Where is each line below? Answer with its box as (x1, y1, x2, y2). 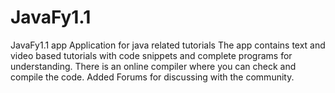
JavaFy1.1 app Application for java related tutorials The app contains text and (10, 39, 326, 51)
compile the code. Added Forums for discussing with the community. (10, 71, 295, 83)
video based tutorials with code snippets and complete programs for (10, 49, 293, 61)
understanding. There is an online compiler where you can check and (10, 60, 297, 72)
